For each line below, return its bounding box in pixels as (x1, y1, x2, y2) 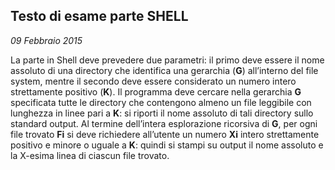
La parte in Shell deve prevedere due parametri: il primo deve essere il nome (10, 54, 325, 66)
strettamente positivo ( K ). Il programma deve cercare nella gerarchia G (10, 85, 302, 98)
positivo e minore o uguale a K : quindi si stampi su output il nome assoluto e (10, 139, 324, 151)
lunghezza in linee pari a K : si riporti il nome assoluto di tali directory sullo (10, 107, 314, 119)
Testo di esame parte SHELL (10, 8, 189, 25)
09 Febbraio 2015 (10, 34, 83, 46)
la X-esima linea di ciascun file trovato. (10, 149, 170, 161)
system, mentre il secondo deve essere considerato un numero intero (10, 75, 297, 87)
